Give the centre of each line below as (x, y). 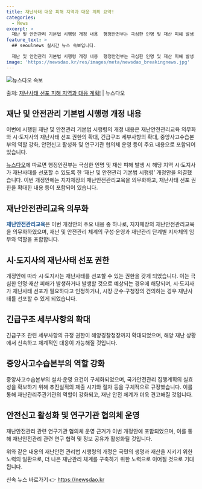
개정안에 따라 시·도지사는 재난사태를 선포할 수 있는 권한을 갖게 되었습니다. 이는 (98, 276)
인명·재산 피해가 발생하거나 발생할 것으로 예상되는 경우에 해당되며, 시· (98, 283)
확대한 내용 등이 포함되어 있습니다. (58, 187)
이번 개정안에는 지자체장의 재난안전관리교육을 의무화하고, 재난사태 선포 (107, 180)
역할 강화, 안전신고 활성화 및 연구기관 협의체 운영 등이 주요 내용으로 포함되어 (106, 144)
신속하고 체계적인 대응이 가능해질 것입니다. (67, 343)
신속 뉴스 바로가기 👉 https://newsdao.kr (55, 479)
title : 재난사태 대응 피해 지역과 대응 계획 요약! (60, 12)
